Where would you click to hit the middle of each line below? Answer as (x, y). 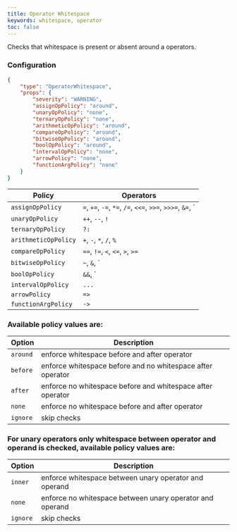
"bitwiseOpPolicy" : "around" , (77, 139)
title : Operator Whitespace (49, 14)
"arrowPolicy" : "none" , (67, 159)
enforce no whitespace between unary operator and (127, 498)
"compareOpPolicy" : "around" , (77, 132)
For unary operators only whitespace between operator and (112, 439)
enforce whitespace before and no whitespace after (127, 366)
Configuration (32, 66)
